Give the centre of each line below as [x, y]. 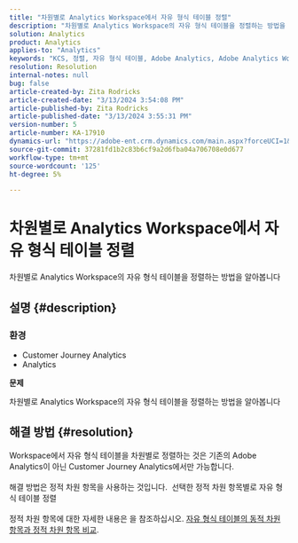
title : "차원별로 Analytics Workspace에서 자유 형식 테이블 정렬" [121, 17]
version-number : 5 [43, 125]
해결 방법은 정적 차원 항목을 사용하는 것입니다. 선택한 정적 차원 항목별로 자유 [141, 487]
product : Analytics [45, 42]
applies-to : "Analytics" [55, 51]
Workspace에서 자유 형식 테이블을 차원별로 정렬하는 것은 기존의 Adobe [133, 455]
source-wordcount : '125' [55, 166]
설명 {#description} [63, 307]
